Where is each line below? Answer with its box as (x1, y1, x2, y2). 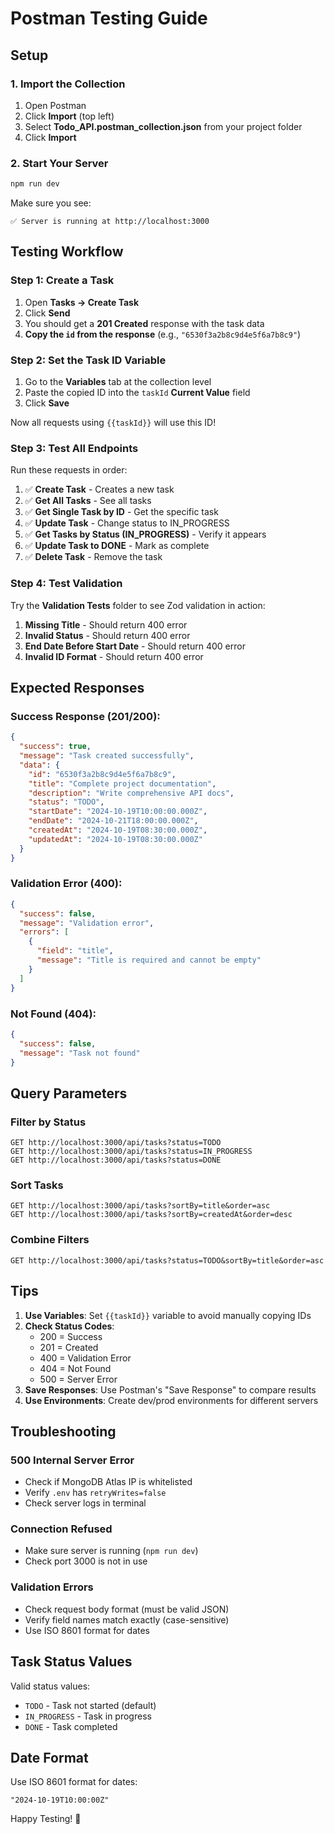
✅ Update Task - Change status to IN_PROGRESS (24, 517, 230, 529)
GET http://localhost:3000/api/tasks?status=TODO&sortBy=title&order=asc (10, 1255, 325, 1266)
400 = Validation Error (39, 1352, 132, 1364)
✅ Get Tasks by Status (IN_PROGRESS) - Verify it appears (24, 528, 267, 541)
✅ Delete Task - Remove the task (24, 551, 163, 563)
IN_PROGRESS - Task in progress (24, 1710, 152, 1722)
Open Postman (24, 99, 87, 111)
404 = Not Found (39, 1362, 112, 1374)
